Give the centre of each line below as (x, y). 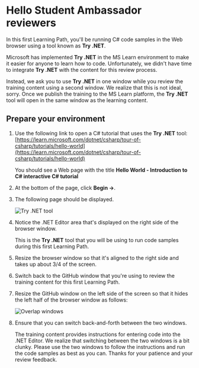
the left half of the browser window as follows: (71, 300)
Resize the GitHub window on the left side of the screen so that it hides (101, 293)
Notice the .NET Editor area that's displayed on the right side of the (97, 222)
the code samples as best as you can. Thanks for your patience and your (104, 353)
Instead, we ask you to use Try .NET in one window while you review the (95, 81)
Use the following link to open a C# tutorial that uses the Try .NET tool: (101, 133)
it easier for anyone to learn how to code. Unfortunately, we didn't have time (99, 64)
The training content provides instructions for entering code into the (97, 334)
